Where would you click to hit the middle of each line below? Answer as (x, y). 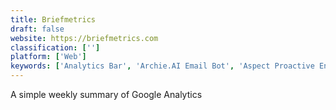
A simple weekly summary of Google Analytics (106, 94)
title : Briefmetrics (53, 19)
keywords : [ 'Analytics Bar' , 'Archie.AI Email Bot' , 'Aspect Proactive (162, 66)
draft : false (37, 29)
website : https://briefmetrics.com (84, 38)
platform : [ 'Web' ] (48, 57)
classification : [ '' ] (55, 47)
